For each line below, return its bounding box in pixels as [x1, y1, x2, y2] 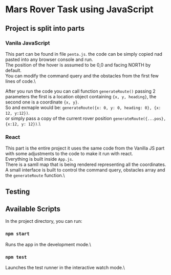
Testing [5, 187, 30, 196]
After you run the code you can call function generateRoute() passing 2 [5, 88, 156, 94]
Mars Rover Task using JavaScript [5, 4, 154, 15]
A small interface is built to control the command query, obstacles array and [5, 167, 165, 173]
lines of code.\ [5, 78, 36, 84]
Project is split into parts [5, 24, 85, 33]
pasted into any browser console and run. [5, 56, 93, 62]
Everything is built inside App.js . [5, 156, 73, 162]
